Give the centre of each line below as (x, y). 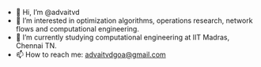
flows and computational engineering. (78, 29)
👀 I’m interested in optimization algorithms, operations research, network (134, 20)
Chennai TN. (36, 46)
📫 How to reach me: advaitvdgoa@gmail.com (91, 54)
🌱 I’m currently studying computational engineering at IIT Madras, (123, 37)
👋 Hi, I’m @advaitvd (48, 12)
